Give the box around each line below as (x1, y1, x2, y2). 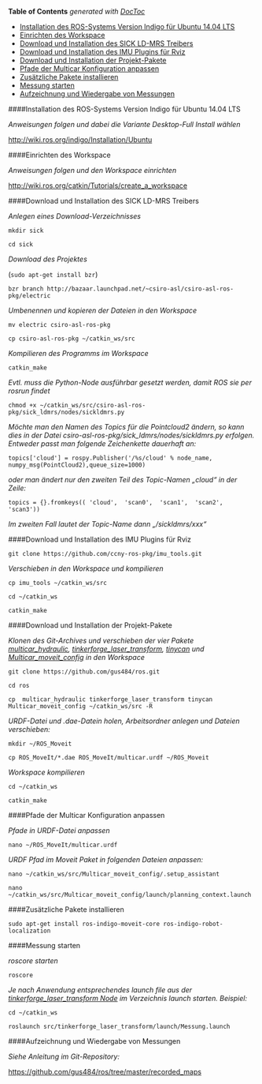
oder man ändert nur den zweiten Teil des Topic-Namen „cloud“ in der (8, 475, 238, 484)
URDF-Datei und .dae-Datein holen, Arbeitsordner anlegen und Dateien (8, 716, 240, 726)
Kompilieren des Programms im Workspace (8, 349, 149, 358)
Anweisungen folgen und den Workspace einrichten (8, 166, 177, 174)
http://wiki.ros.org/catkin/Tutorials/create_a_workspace (8, 181, 187, 190)
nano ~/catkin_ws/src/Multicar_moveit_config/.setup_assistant (8, 870, 220, 878)
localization (8, 927, 51, 935)
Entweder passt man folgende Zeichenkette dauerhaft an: (8, 439, 197, 448)
